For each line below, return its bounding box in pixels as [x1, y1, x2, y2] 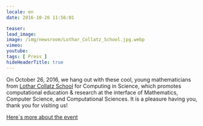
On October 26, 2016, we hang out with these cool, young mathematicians [6, 76, 191, 83]
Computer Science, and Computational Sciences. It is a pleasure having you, [6, 95, 198, 102]
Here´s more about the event [6, 113, 78, 121]
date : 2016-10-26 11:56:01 [6, 15, 75, 21]
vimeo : [6, 42, 23, 48]
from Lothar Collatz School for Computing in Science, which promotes [6, 82, 182, 90]
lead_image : [6, 31, 36, 37]
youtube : [6, 48, 28, 55]
